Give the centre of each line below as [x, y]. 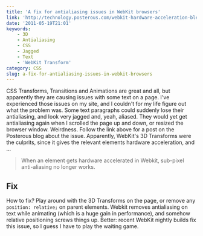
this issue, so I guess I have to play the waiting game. [72, 226]
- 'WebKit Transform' [44, 62]
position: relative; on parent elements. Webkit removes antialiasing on [97, 207]
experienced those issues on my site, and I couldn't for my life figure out [96, 104]
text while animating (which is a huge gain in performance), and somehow [98, 214]
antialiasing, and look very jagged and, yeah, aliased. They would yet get [97, 117]
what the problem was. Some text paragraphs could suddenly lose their [95, 110]
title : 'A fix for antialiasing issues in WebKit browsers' [84, 12]
